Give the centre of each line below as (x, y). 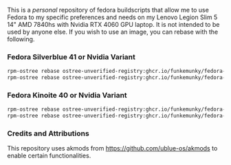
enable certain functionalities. (49, 156)
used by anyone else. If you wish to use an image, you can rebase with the (113, 32)
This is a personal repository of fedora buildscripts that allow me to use (108, 10)
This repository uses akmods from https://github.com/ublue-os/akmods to (112, 148)
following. (21, 39)
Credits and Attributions (48, 133)
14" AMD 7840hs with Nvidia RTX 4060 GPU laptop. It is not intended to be (113, 24)
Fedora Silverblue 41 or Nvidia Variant (71, 56)
